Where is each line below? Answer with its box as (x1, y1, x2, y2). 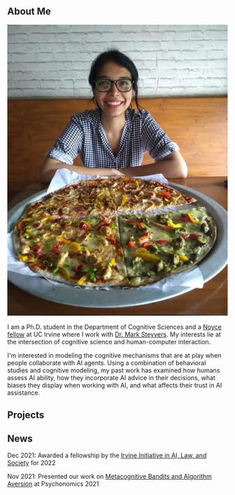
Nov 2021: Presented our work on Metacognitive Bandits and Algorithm (7, 473, 212, 481)
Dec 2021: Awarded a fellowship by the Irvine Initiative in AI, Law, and (7, 452, 207, 460)
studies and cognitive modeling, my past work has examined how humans (7, 366, 220, 374)
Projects (7, 409, 45, 421)
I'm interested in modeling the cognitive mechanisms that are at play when (7, 351, 222, 360)
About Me (7, 6, 51, 18)
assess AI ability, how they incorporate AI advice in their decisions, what (7, 374, 215, 382)
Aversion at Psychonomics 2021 (7, 480, 99, 488)
